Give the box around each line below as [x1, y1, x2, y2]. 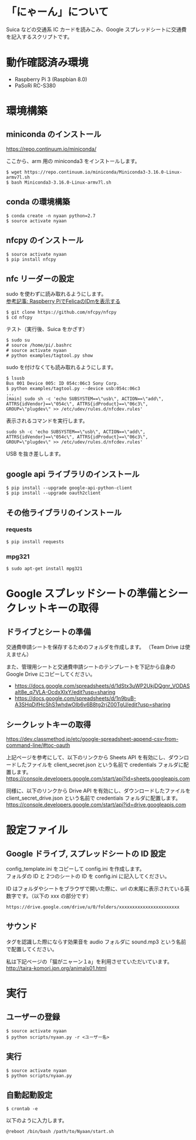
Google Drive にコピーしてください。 [6, 671, 96, 678]
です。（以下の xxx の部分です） [16, 892, 92, 899]
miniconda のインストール [6, 130, 102, 140]
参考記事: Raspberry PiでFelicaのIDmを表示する [6, 297, 121, 305]
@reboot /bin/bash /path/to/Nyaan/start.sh [6, 1129, 114, 1135]
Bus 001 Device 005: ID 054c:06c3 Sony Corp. [6, 381, 119, 387]
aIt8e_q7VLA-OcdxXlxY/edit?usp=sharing [14, 689, 116, 696]
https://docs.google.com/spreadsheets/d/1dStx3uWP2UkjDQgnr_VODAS [14, 682, 190, 689]
